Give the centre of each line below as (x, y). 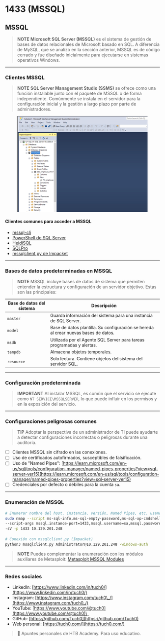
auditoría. (27, 443)
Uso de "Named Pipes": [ (38, 463)
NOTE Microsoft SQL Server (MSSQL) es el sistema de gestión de (84, 39)
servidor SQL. (64, 364)
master (14, 319)
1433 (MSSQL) (35, 9)
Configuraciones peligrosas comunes (51, 421)
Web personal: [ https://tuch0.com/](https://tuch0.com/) (69, 624)
